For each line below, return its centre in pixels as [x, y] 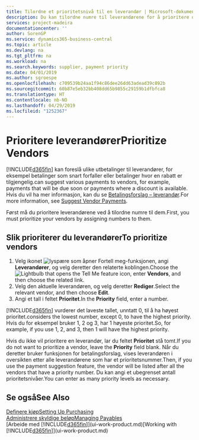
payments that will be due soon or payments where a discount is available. [97, 188]
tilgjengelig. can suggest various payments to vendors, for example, [88, 182]
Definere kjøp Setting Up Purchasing [50, 411]
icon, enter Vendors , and [150, 274]
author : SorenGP [26, 34]
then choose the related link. [49, 280]
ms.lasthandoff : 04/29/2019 [41, 105]
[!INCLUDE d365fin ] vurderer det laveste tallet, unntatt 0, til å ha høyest [92, 311]
